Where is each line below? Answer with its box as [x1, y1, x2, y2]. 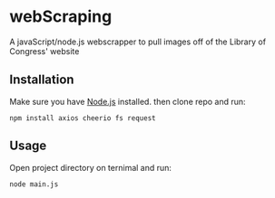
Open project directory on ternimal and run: [9, 162, 172, 173]
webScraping [9, 6, 113, 27]
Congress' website [9, 45, 80, 56]
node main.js [9, 179, 59, 189]
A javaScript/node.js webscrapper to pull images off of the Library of [9, 36, 266, 47]
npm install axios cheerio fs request [9, 113, 156, 123]
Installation [9, 72, 74, 88]
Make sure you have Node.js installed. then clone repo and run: [9, 96, 247, 107]
